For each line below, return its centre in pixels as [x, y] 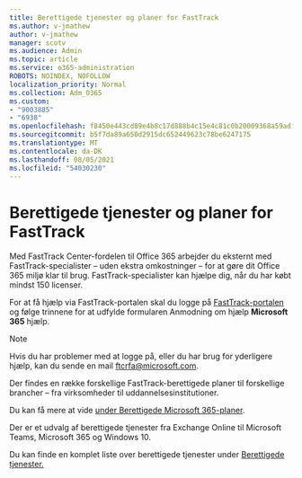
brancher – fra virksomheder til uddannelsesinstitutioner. [114, 393]
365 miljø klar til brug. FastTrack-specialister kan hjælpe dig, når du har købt [151, 276]
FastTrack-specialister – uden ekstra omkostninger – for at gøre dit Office [145, 266]
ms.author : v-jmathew [50, 26]
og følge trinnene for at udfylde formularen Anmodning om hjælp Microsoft [149, 312]
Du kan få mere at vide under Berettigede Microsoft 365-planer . [127, 411]
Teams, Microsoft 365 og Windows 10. [80, 438]
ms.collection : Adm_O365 [56, 93]
